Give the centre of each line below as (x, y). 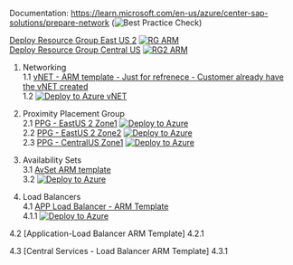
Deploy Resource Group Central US (76, 50)
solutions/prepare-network (60, 23)
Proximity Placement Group (73, 114)
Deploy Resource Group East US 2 (73, 40)
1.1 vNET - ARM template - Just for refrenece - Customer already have (153, 77)
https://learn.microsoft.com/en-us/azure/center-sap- (170, 13)
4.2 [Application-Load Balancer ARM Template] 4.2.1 (107, 233)
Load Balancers (52, 197)
